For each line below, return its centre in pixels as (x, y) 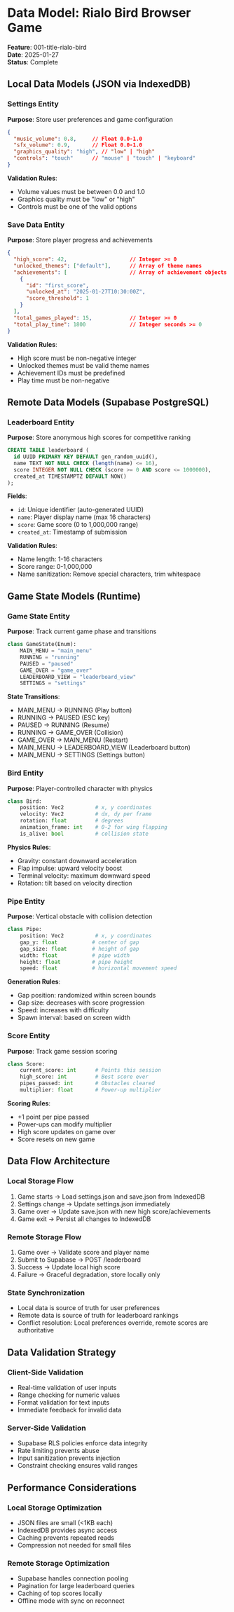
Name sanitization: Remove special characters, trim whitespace (109, 574)
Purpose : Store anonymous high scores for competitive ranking (99, 438)
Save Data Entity (36, 224)
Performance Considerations (72, 1488)
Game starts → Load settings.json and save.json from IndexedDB (111, 1197)
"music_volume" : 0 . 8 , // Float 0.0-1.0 (78, 139)
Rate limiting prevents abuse (58, 1451)
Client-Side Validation (46, 1372)
